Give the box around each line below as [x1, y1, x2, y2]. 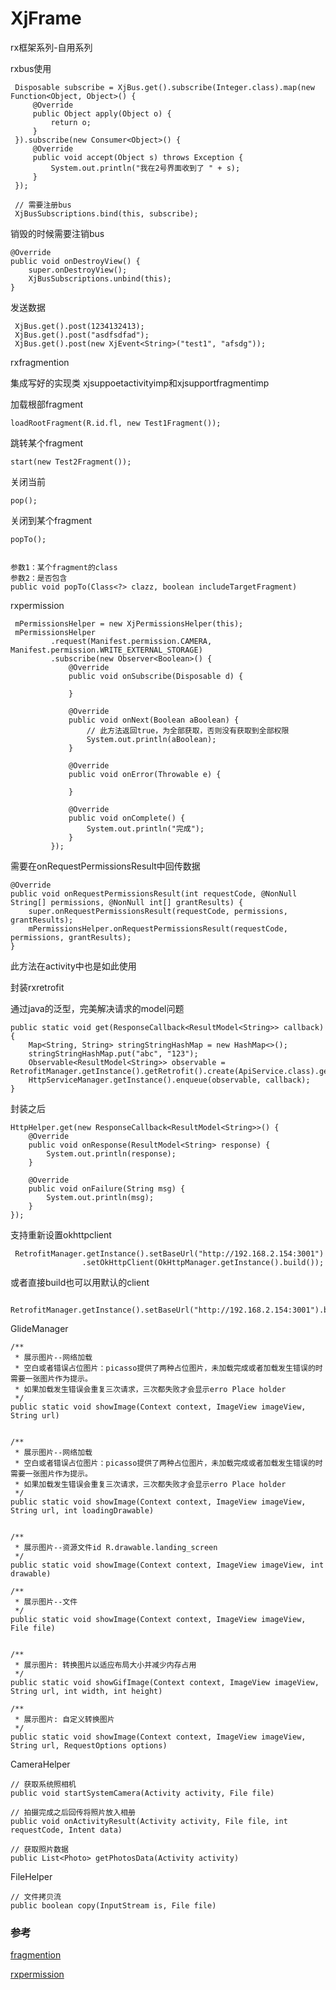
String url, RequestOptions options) [10, 1740, 168, 1751]
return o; [50, 117, 92, 127]
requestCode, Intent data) [10, 1825, 123, 1835]
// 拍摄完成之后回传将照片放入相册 [10, 1807, 136, 1817]
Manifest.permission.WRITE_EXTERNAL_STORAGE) [10, 645, 203, 655]
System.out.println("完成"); [86, 823, 205, 834]
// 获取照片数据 [10, 1844, 69, 1854]
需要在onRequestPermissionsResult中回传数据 [10, 860, 201, 872]
